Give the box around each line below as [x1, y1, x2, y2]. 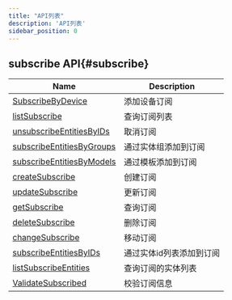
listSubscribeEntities [12, 262, 91, 273]
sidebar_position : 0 [8, 27, 78, 35]
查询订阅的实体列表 [124, 263, 197, 274]
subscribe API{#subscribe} [8, 57, 150, 70]
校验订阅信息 [124, 278, 173, 289]
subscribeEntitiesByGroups [12, 141, 116, 152]
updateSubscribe [12, 187, 78, 198]
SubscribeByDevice [12, 95, 87, 107]
